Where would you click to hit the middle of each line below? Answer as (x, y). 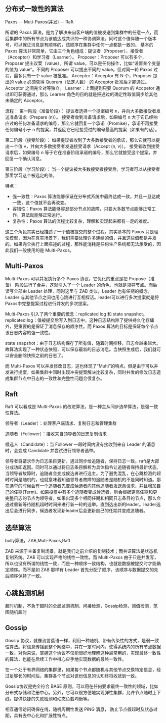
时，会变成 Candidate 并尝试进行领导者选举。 (51, 451)
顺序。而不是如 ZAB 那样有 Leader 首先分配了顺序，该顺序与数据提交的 (82, 570)
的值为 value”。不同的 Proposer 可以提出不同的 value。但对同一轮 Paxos (79, 69)
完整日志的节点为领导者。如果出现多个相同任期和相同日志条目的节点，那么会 (83, 498)
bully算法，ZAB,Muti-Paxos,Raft (38, 541)
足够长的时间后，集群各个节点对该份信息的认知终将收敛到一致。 (74, 675)
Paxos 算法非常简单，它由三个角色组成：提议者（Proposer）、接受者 (74, 51)
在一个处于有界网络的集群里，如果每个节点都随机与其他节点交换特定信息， (81, 670)
